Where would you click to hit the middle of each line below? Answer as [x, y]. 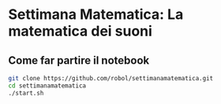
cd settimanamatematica [47, 85]
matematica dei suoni [80, 31]
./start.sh [26, 93]
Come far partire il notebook [79, 60]
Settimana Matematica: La [96, 15]
